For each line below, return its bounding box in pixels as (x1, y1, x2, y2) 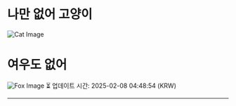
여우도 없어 (7, 57, 67, 73)
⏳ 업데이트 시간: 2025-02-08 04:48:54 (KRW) (45, 81, 177, 90)
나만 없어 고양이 (7, 6, 93, 22)
